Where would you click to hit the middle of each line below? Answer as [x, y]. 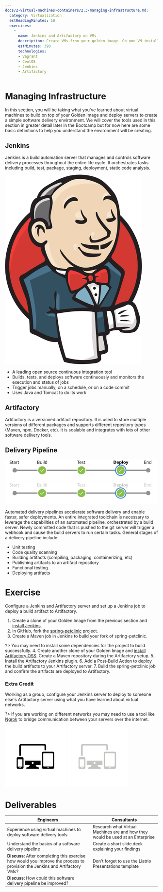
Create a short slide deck [118, 844]
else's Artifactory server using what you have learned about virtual [72, 700]
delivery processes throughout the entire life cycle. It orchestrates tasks [77, 162]
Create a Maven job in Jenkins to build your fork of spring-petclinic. [80, 636]
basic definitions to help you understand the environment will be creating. [79, 131]
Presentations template [116, 866]
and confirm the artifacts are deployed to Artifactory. [58, 671]
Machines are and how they [120, 832]
